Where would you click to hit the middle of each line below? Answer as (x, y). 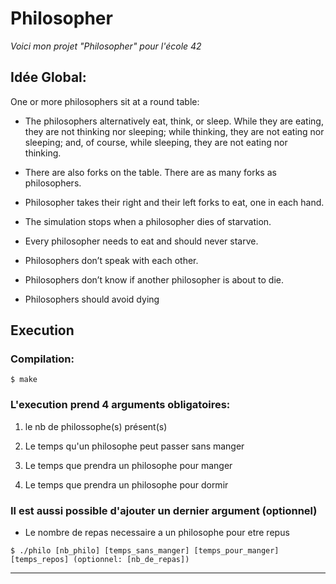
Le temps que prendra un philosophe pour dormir (126, 484)
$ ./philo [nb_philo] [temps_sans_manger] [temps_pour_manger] (145, 551)
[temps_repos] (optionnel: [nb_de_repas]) (100, 560)
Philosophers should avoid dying (92, 299)
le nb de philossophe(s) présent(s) (96, 426)
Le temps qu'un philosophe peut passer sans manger (134, 446)
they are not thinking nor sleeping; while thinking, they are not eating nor (174, 131)
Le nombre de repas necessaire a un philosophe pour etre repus (157, 533)
